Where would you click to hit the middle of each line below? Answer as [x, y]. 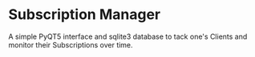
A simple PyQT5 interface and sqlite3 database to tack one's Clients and [128, 36]
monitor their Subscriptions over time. [71, 44]
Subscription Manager [85, 15]
